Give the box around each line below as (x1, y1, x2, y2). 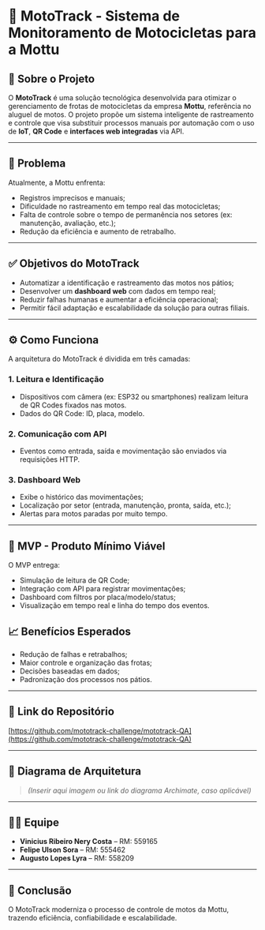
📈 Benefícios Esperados (8, 624, 132, 638)
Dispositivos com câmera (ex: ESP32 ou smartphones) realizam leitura (19, 392, 248, 401)
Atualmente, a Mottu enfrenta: (8, 178, 106, 187)
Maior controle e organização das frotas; (19, 658, 152, 667)
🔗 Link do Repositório (8, 705, 114, 718)
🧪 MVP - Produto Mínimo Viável (8, 539, 166, 553)
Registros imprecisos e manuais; (19, 193, 126, 202)
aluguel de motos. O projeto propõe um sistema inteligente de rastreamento (8, 110, 254, 119)
